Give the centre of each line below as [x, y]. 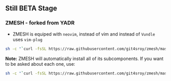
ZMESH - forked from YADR [40, 23]
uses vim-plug [27, 39]
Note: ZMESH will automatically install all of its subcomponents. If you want [84, 59]
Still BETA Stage [31, 8]
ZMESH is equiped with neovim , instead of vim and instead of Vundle [84, 34]
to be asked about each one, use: [40, 64]
